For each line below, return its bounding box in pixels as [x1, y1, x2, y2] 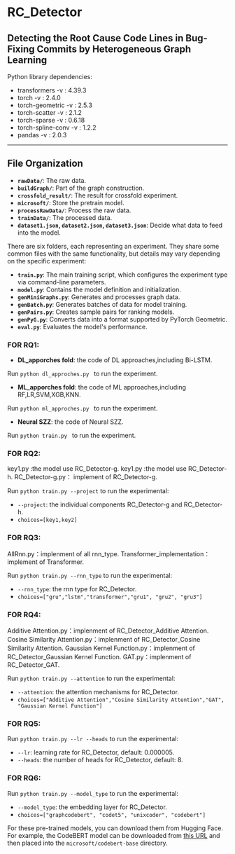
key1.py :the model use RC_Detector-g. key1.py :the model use [7, 464, 187, 473]
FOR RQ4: [7, 609, 41, 619]
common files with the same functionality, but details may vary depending [7, 249, 220, 258]
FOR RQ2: [7, 449, 41, 459]
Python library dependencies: [7, 73, 92, 81]
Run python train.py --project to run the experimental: [7, 487, 169, 495]
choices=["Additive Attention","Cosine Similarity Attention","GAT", [17, 696, 225, 703]
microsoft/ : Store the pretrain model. [17, 198, 124, 207]
